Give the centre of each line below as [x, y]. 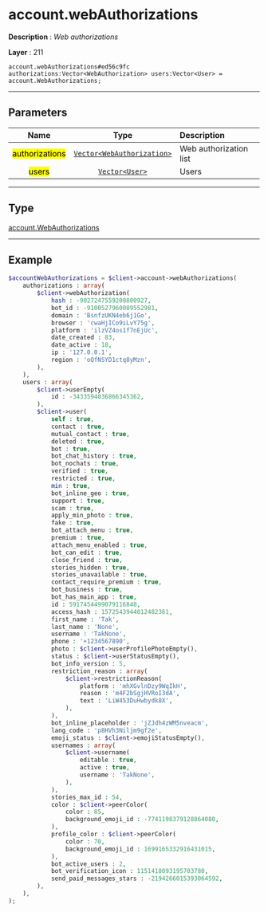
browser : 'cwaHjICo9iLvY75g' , [103, 323]
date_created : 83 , [83, 338]
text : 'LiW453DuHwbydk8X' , [126, 701]
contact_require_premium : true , [106, 582]
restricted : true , [83, 478]
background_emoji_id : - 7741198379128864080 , [142, 820]
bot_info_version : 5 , [89, 663]
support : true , [78, 501]
